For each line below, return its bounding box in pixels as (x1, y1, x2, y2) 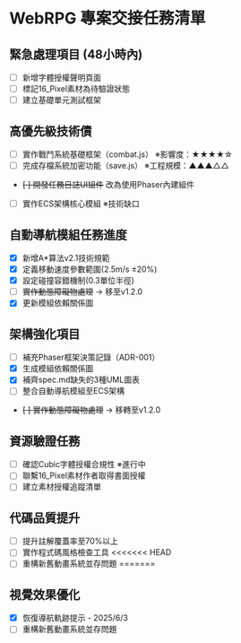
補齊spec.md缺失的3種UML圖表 (22, 374, 141, 386)
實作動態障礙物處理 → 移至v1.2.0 (22, 286, 143, 297)
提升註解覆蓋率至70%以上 (22, 535, 119, 547)
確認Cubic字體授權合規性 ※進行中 (22, 459, 146, 470)
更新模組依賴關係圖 (22, 298, 94, 308)
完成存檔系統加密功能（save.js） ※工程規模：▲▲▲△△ (22, 161, 229, 171)
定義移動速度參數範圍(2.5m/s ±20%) (22, 264, 158, 274)
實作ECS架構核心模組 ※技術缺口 (22, 198, 141, 209)
